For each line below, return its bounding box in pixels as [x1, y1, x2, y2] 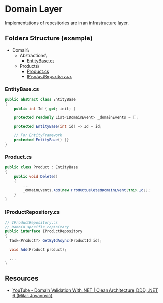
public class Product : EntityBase [5, 165, 78, 170]
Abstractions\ [19, 52, 47, 58]
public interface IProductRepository [5, 229, 82, 234]
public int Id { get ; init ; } [14, 106, 76, 111]
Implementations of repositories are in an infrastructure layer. [5, 20, 129, 26]
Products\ [19, 63, 40, 69]
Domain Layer [5, 3, 63, 15]
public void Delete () [14, 174, 58, 179]
